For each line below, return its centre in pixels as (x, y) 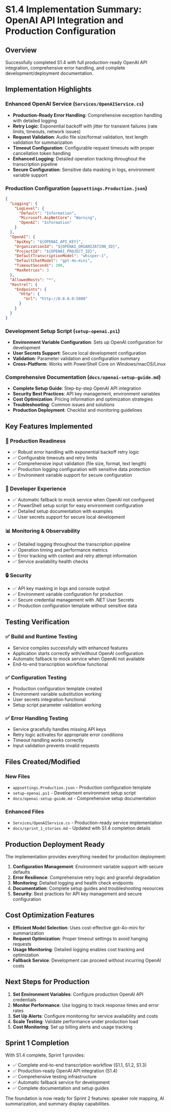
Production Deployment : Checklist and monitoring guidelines (77, 410)
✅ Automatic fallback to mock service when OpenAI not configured (83, 500)
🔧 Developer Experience (36, 489)
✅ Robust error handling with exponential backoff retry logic (76, 452)
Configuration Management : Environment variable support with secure (88, 866)
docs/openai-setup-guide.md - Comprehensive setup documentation (84, 798)
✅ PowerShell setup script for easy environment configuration (78, 506)
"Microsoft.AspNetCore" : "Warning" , (58, 218)
